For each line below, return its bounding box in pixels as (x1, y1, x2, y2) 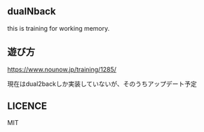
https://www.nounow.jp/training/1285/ (7, 65, 117, 73)
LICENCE (7, 101, 48, 112)
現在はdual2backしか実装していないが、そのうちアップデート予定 (7, 80, 198, 88)
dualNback (7, 6, 56, 17)
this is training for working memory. (7, 24, 110, 32)
